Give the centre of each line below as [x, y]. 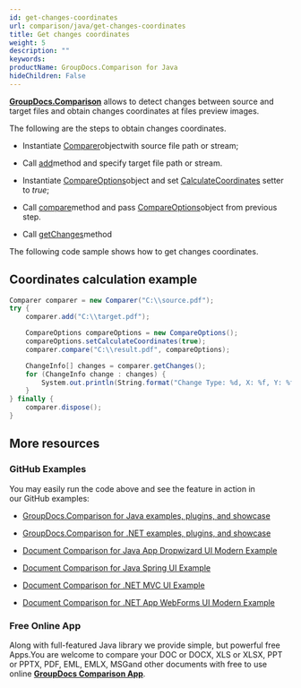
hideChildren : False [48, 76]
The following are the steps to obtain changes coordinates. [118, 128]
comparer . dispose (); [64, 408]
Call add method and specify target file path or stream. [122, 163]
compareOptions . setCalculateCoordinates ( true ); [116, 341]
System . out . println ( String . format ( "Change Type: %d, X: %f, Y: [162, 383]
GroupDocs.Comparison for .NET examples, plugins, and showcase [146, 533]
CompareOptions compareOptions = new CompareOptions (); [132, 333]
